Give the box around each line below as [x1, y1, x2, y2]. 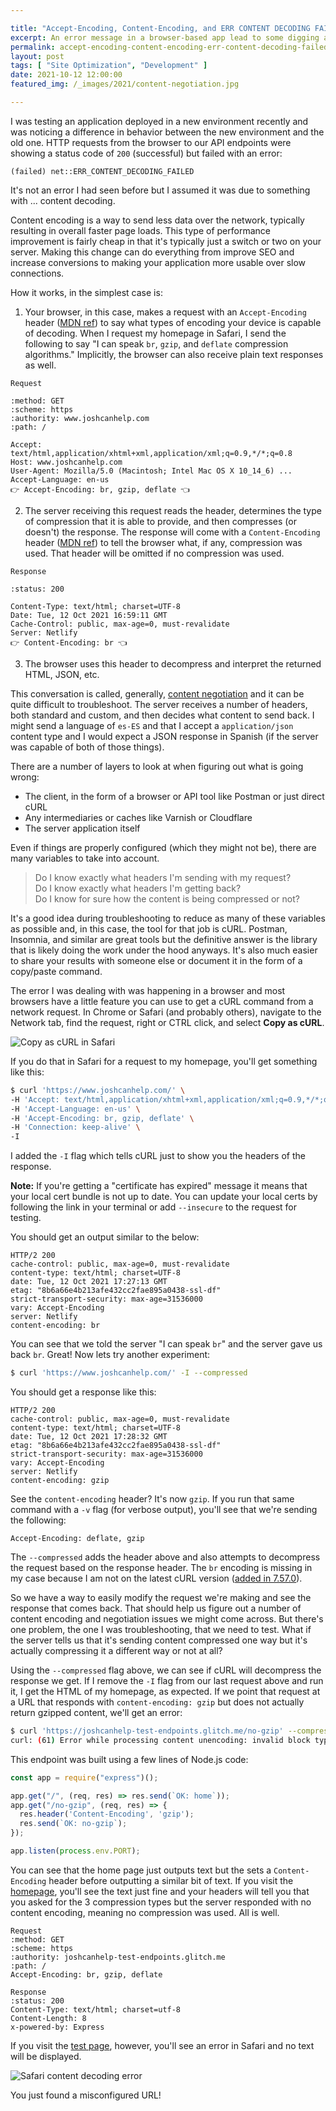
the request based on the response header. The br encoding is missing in [10, 1562, 313, 1573]
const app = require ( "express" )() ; [10, 1772, 159, 1783]
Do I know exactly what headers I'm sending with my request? [34, 871, 292, 883]
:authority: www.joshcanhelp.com [10, 413, 150, 423]
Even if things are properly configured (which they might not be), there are [10, 841, 317, 853]
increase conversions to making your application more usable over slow [10, 256, 307, 268]
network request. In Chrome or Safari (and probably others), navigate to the [10, 1006, 322, 1018]
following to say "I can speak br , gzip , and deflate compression [24, 337, 289, 350]
